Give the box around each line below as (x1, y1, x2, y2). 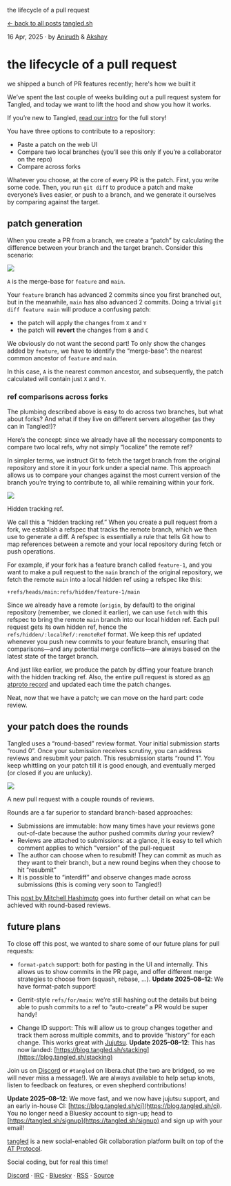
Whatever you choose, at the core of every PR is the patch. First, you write (7, 175, 219, 184)
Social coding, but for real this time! (7, 1158, 108, 1166)
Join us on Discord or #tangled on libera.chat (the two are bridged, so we (7, 1066, 215, 1074)
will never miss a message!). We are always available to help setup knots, (7, 1073, 215, 1082)
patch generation (7, 217, 83, 230)
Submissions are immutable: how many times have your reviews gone (17, 822, 216, 830)
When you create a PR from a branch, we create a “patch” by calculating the (7, 236, 224, 244)
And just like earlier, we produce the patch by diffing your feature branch (7, 665, 214, 674)
